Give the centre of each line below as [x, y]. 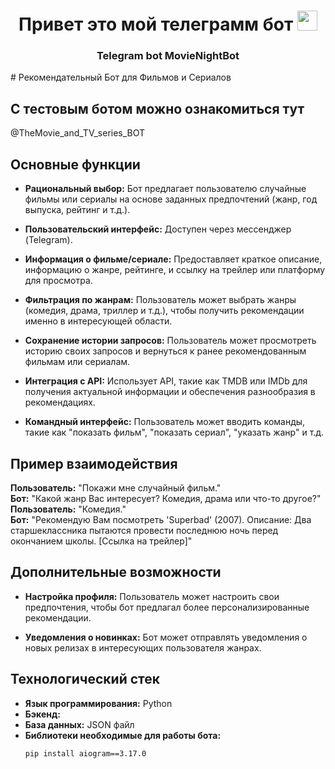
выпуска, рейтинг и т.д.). [77, 210]
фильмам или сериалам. [77, 362]
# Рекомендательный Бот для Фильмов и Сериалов [121, 77]
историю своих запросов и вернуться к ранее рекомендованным [165, 351]
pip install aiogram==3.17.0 [85, 753]
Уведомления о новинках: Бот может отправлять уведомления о [166, 637]
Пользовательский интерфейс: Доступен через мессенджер [158, 229]
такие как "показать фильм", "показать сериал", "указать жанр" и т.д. [174, 432]
